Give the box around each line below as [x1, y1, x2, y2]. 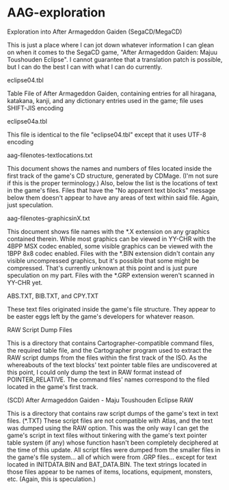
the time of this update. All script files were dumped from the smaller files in [7, 445, 221, 454]
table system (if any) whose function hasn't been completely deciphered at [7, 438, 219, 447]
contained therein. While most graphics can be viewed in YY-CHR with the [7, 235, 217, 243]
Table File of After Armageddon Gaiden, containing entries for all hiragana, [7, 89, 217, 97]
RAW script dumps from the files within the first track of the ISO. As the [7, 353, 207, 362]
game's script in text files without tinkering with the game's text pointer [7, 431, 207, 439]
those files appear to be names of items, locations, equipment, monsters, [7, 467, 213, 476]
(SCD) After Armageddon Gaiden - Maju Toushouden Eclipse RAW [7, 396, 193, 404]
